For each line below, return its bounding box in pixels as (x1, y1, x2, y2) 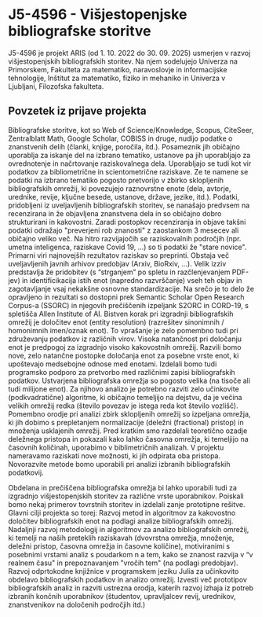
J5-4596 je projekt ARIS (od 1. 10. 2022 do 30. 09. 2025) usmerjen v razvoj (8, 48, 251, 57)
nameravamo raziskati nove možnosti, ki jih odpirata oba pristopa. (8, 450, 221, 461)
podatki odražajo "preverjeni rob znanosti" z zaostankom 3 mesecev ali (8, 226, 239, 235)
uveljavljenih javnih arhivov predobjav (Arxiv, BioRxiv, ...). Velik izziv (8, 259, 227, 268)
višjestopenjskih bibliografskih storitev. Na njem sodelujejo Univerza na (8, 57, 238, 66)
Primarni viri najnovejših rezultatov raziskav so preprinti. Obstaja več (8, 250, 230, 260)
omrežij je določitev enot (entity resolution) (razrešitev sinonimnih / (8, 317, 224, 327)
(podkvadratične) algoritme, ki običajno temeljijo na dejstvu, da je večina (8, 392, 242, 402)
